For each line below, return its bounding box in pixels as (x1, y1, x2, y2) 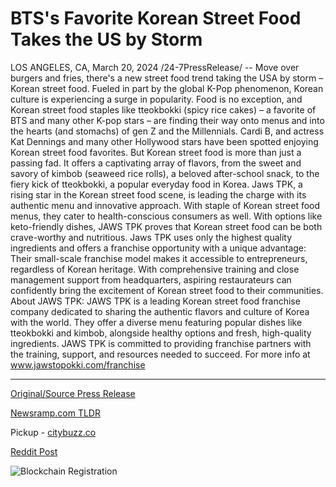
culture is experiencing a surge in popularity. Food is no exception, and (10, 93, 303, 105)
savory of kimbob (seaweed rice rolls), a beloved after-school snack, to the (10, 167, 320, 179)
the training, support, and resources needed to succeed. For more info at (10, 348, 311, 360)
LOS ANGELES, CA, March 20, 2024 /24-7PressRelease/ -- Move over (10, 61, 300, 73)
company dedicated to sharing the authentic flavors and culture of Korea (10, 305, 310, 317)
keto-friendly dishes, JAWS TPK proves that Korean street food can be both (10, 220, 323, 232)
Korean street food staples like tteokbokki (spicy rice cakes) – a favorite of (10, 103, 317, 116)
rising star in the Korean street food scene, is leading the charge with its (10, 188, 307, 201)
